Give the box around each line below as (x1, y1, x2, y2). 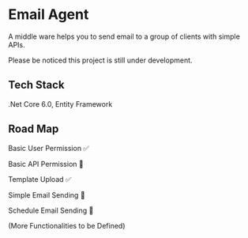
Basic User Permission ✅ (8, 143, 89, 153)
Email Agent (8, 6, 89, 24)
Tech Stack (8, 78, 65, 92)
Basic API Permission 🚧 (8, 159, 85, 168)
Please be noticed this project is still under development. (8, 55, 193, 65)
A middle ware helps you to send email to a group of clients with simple (8, 32, 241, 41)
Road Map (8, 123, 59, 136)
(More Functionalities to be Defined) (8, 221, 126, 230)
